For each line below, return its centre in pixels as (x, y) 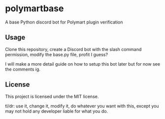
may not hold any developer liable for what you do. (57, 111)
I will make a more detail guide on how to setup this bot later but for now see (82, 64)
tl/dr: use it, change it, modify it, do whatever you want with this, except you (82, 106)
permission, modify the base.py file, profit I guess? (57, 54)
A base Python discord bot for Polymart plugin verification (64, 22)
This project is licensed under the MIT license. (52, 96)
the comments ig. (23, 69)
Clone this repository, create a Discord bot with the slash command (73, 49)
